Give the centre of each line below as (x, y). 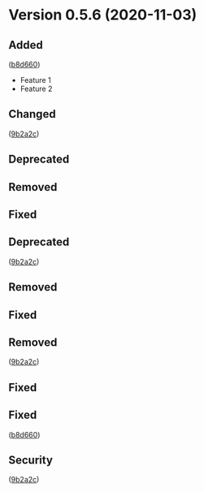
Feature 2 (36, 88)
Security (30, 460)
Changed (32, 114)
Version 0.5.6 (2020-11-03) (103, 15)
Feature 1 (35, 80)
